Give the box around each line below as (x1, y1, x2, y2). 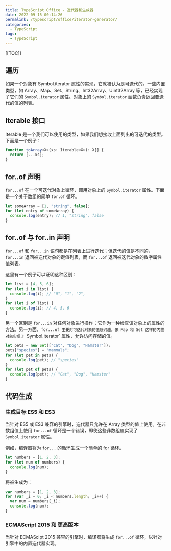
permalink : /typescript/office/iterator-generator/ (5, 17, 117, 22)
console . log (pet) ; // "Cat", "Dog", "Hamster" (10, 371, 111, 377)
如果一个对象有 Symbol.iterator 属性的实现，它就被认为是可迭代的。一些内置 (5, 80, 165, 87)
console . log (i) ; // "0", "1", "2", (10, 291, 86, 296)
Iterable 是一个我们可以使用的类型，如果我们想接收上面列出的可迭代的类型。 (5, 131, 166, 137)
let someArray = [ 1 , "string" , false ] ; (5, 203, 90, 209)
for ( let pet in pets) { (5, 352, 58, 358)
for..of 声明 (5, 172, 41, 181)
